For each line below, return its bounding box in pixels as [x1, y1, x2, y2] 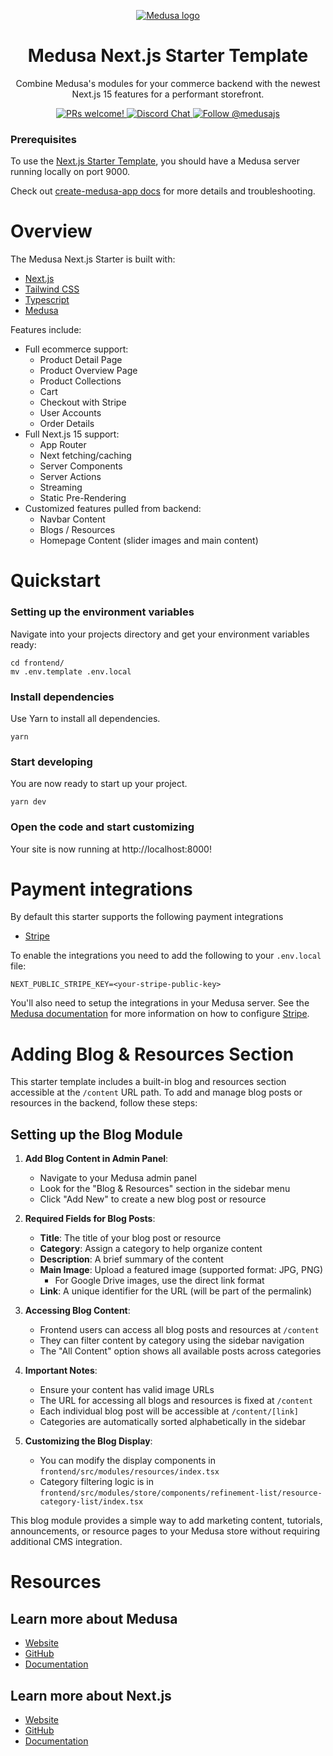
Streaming [39, 481, 83, 494]
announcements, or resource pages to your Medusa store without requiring [10, 1525, 321, 1537]
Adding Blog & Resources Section [10, 1043, 295, 1065]
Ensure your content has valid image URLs [39, 1384, 215, 1396]
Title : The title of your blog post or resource [39, 1232, 222, 1244]
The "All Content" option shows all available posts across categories [39, 1345, 322, 1357]
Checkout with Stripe [39, 396, 127, 409]
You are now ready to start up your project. [10, 778, 188, 790]
